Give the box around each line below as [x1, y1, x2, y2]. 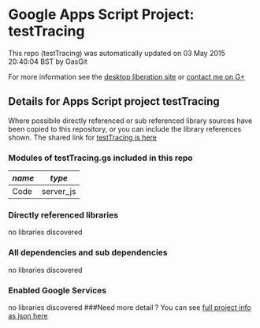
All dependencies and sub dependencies [8, 247, 168, 258]
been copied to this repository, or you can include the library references [8, 124, 242, 133]
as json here [8, 311, 49, 320]
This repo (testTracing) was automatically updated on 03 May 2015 [8, 48, 226, 58]
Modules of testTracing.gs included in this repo [8, 152, 193, 163]
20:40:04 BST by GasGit [8, 57, 88, 66]
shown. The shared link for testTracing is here [8, 132, 158, 142]
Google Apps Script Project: [8, 6, 195, 24]
